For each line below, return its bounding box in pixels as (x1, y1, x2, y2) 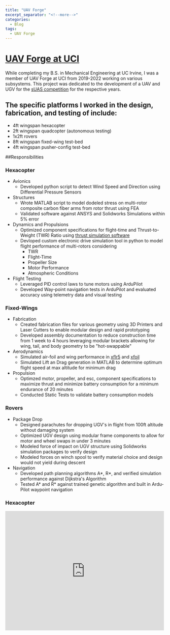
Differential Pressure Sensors (20, 189, 82, 195)
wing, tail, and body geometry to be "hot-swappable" (20, 343, 132, 349)
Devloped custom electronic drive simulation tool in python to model (20, 238, 163, 244)
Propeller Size (27, 259, 57, 265)
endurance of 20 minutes (20, 386, 74, 393)
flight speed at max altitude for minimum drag (20, 365, 116, 371)
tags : (5, 26, 17, 32)
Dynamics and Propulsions (12, 222, 69, 228)
